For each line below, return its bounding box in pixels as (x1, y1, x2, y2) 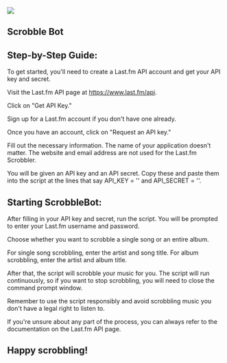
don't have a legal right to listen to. (7, 305, 105, 313)
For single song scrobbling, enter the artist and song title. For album (7, 248, 199, 257)
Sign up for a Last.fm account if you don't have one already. (7, 115, 177, 123)
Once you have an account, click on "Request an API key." (7, 128, 171, 137)
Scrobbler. (7, 156, 36, 164)
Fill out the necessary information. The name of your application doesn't (7, 141, 211, 150)
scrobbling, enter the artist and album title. (7, 256, 128, 264)
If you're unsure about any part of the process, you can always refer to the (7, 318, 218, 326)
